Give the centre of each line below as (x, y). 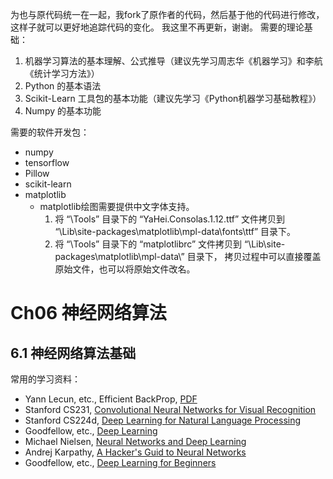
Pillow (37, 173)
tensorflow (47, 162)
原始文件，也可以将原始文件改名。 (125, 269)
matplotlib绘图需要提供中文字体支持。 (117, 206)
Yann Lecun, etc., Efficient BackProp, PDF (111, 399)
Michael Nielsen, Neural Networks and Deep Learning (135, 441)
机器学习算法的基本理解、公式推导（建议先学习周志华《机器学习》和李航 (173, 61)
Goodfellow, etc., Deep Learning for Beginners (120, 462)
